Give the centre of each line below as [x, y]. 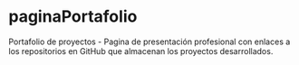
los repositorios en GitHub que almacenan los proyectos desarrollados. [141, 51]
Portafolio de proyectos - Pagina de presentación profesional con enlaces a [149, 42]
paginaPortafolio [73, 17]
